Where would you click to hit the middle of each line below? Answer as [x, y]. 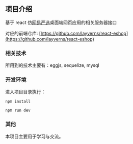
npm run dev [18, 111]
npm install [18, 102]
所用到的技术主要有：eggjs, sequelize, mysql [52, 65]
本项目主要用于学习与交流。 [34, 136]
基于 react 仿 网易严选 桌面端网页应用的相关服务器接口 [61, 22]
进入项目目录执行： [25, 92]
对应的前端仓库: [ [23, 33]
